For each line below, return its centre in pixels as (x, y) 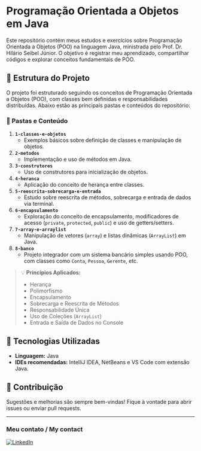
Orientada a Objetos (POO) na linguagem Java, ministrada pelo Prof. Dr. (94, 47)
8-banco (24, 249)
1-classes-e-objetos (40, 135)
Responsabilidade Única (60, 310)
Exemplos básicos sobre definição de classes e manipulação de (103, 140)
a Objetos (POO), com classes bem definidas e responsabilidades (87, 99)
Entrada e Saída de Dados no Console (77, 323)
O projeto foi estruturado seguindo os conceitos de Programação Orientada (99, 92)
